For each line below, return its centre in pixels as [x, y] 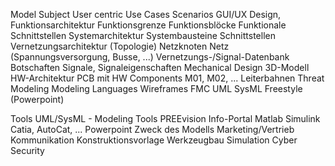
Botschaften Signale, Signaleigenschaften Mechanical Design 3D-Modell [160, 67]
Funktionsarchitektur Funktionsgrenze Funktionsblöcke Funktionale [148, 25]
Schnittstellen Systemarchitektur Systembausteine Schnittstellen [143, 35]
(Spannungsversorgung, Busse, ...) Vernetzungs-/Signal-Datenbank [150, 57]
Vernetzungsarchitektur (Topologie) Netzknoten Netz [120, 46]
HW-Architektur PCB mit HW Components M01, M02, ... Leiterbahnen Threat [167, 78]
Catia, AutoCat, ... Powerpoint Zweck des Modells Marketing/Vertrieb [152, 129]
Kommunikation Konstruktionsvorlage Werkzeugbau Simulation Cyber [154, 140]
